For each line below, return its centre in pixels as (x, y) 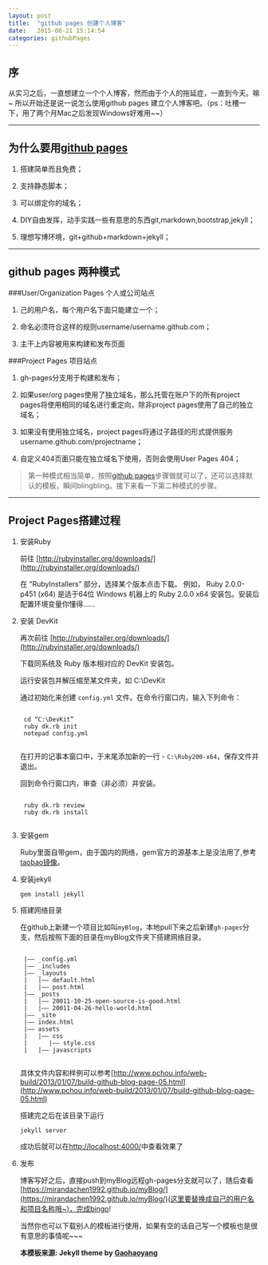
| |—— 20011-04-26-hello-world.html (88, 1008)
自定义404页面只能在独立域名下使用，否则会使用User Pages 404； (130, 458)
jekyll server (43, 1130)
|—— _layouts (45, 973)
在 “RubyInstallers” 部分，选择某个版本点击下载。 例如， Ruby (121, 583)
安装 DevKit (39, 621)
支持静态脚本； (44, 185)
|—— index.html (49, 1022)
